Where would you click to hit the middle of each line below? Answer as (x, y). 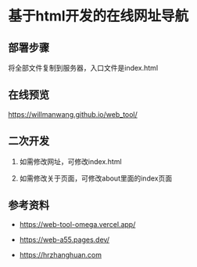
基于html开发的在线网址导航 (98, 16)
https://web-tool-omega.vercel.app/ (77, 225)
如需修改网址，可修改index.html (71, 161)
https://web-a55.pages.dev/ (64, 240)
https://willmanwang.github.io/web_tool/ (73, 114)
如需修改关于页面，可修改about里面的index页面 (96, 178)
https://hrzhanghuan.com (60, 255)
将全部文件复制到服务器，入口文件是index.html (83, 68)
